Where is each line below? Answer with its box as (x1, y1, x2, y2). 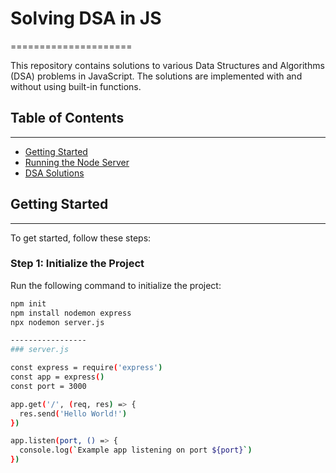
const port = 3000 (10, 381, 87, 391)
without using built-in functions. (10, 80, 142, 92)
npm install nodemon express (10, 308, 132, 318)
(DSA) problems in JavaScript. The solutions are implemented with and (10, 70, 303, 82)
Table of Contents (10, 110, 125, 127)
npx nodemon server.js (10, 317, 105, 327)
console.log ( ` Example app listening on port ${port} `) (19, 445, 253, 456)
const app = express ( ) (10, 372, 105, 382)
